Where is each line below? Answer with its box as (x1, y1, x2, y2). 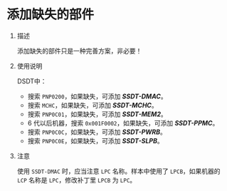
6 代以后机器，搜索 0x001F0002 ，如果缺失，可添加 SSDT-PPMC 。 (27, 118, 219, 127)
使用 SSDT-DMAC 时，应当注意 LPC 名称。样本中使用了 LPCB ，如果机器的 (16, 167, 221, 175)
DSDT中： (16, 76, 47, 86)
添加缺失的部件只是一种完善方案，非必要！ (16, 46, 142, 55)
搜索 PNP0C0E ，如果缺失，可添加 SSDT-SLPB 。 (27, 136, 164, 145)
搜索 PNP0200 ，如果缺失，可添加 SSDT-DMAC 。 (27, 92, 168, 100)
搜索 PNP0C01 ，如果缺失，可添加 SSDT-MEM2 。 (27, 110, 168, 118)
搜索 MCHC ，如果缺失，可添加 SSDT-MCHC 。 (27, 100, 158, 109)
